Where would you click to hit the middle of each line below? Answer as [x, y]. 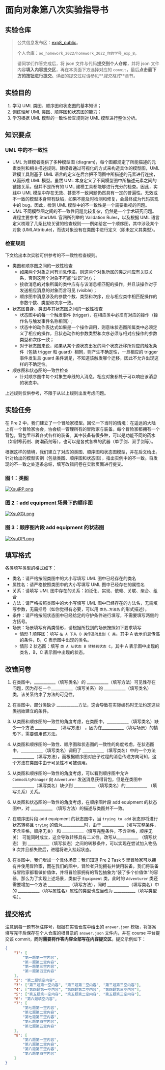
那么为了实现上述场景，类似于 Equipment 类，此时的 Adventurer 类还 [89, 878]
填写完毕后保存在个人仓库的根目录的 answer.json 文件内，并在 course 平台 [80, 933]
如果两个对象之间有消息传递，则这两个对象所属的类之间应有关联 [84, 272]
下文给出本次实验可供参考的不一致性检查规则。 [52, 255]
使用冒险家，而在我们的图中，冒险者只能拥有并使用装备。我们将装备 [90, 866]
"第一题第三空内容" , [41, 967]
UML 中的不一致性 [27, 150]
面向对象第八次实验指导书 [57, 10]
